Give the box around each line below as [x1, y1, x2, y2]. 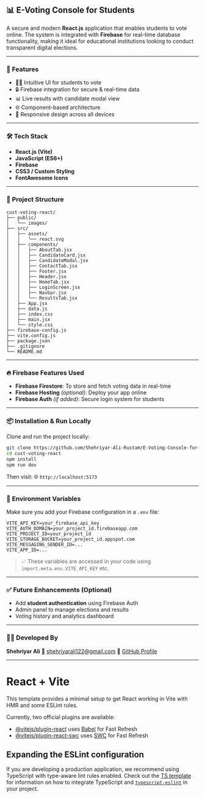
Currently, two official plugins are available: [6, 713, 115, 721]
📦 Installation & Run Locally [6, 416, 92, 425]
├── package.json [6, 337, 51, 344]
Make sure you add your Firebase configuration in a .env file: [6, 508, 160, 516]
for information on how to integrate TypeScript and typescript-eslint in [6, 778, 188, 786]
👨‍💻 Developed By [6, 633, 59, 642]
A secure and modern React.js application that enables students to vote [6, 24, 187, 32]
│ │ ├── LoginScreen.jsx [6, 284, 81, 290]
